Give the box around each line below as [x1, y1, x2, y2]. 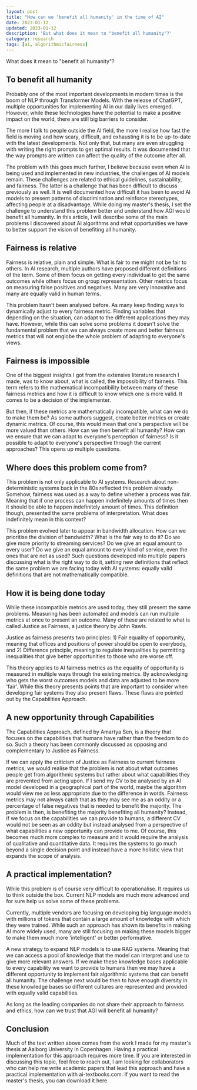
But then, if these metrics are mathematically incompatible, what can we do [6, 408, 189, 415]
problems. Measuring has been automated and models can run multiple [6, 610, 179, 617]
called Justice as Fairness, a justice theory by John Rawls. [6, 622, 148, 629]
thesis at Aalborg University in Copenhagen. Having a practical [6, 1046, 158, 1053]
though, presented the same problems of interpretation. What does [6, 510, 169, 517]
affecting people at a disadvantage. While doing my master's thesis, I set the [6, 201, 192, 208]
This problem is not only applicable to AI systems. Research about [6, 478, 166, 485]
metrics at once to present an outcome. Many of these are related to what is [6, 616, 190, 623]
